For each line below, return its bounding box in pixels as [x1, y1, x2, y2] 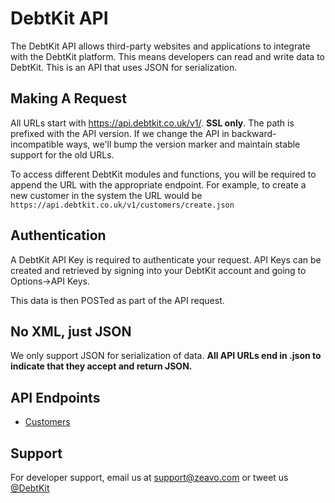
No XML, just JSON [10, 323, 132, 340]
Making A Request [10, 90, 127, 107]
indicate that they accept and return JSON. [10, 360, 193, 372]
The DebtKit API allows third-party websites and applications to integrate [10, 40, 311, 52]
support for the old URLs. [10, 148, 115, 161]
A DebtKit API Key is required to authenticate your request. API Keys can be [10, 253, 322, 266]
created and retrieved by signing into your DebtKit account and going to [10, 264, 307, 276]
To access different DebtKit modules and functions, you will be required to [10, 168, 317, 180]
